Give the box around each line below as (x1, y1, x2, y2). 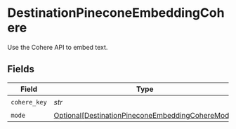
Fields (7, 63, 35, 75)
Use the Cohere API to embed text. (7, 43, 108, 51)
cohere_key (11, 98, 47, 107)
